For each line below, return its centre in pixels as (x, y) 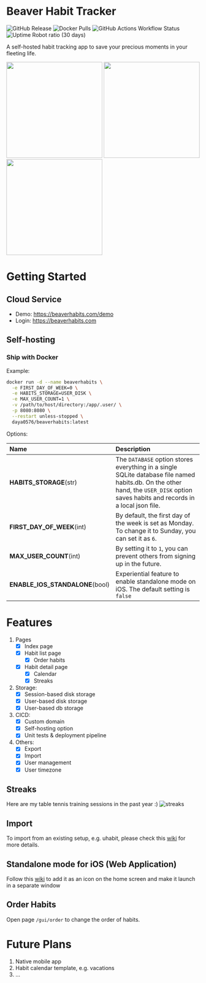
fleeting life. (21, 53)
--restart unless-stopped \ (48, 416)
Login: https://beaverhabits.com (56, 320)
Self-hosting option (49, 729)
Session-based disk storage (60, 694)
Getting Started (47, 277)
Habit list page (43, 653)
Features (29, 622)
